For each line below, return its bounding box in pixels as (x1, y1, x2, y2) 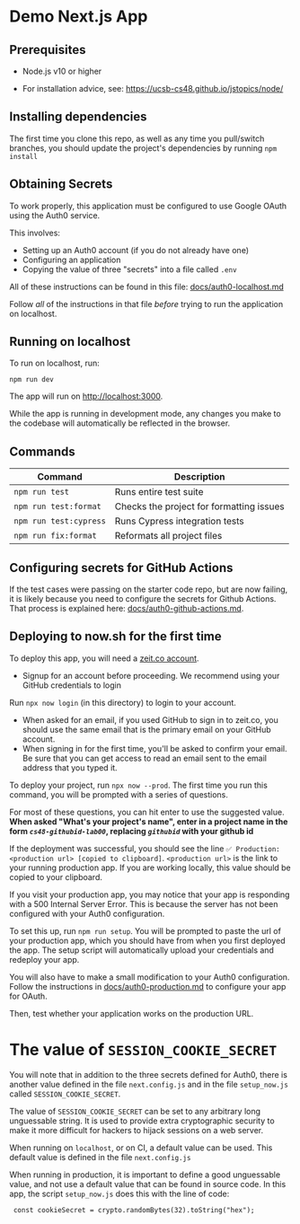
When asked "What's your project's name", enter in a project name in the (9, 815, 288, 827)
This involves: (9, 227, 61, 238)
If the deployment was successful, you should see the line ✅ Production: (9, 842, 280, 854)
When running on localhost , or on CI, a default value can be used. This (9, 1142, 273, 1153)
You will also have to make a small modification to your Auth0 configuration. (9, 972, 290, 982)
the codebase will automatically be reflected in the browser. (9, 418, 231, 428)
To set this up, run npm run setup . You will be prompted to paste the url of (9, 925, 281, 936)
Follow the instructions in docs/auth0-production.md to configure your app (9, 981, 287, 991)
